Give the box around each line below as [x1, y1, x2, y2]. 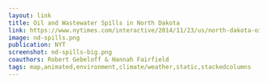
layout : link [8, 11, 52, 20]
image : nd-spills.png [8, 33, 81, 42]
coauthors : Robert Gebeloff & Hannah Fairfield [8, 56, 170, 64]
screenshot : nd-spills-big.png [8, 48, 112, 56]
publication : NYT [8, 41, 66, 49]
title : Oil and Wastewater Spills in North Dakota [8, 19, 180, 27]
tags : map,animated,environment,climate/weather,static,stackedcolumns [8, 63, 251, 71]
